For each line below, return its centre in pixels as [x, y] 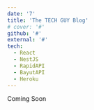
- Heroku [26, 79]
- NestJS [26, 60]
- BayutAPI [29, 72]
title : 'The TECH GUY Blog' [48, 20]
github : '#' [24, 33]
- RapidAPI [29, 66]
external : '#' [28, 40]
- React [25, 53]
